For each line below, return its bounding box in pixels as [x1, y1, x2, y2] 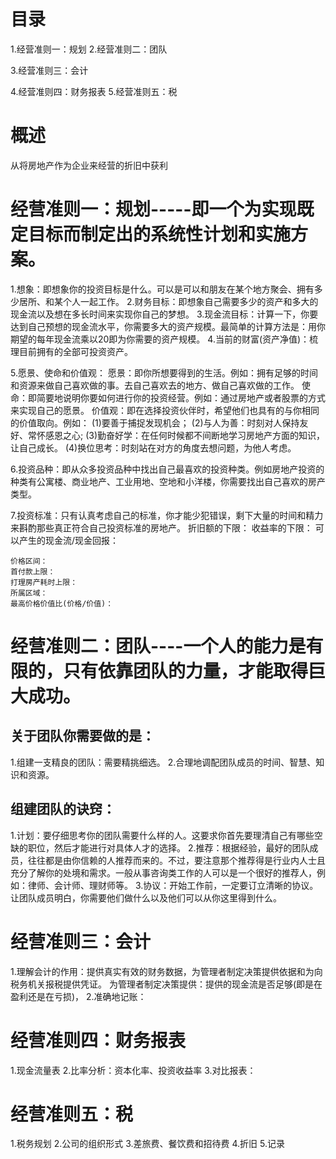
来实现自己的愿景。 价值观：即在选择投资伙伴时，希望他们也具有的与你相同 [10, 404, 320, 416]
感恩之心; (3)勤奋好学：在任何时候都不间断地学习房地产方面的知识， [44, 429, 326, 441]
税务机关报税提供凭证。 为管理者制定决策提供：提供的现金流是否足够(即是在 [10, 978, 323, 990]
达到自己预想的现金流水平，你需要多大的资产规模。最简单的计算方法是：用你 [10, 320, 326, 332]
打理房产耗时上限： [10, 577, 78, 587]
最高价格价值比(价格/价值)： [10, 598, 114, 609]
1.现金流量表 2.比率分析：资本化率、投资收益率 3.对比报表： [10, 1064, 257, 1076]
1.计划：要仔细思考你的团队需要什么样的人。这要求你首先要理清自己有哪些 [10, 829, 315, 841]
